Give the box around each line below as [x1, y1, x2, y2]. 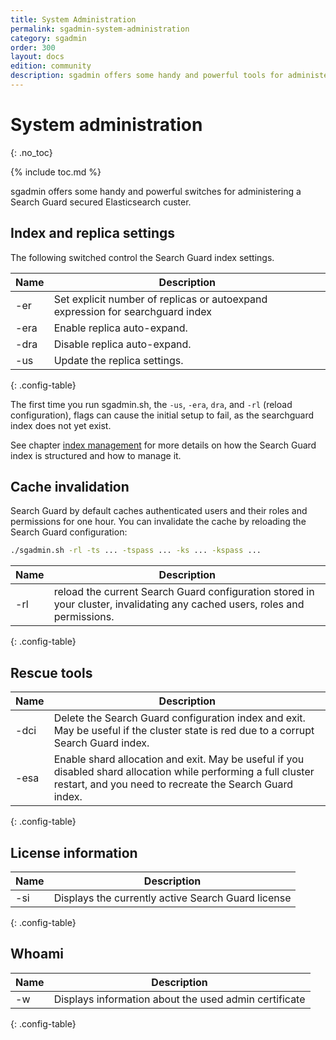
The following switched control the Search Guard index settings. [10, 251, 275, 263]
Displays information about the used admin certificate [53, 992, 306, 1006]
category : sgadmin [10, 33, 87, 43]
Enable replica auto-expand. [53, 321, 188, 335]
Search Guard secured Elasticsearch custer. [10, 196, 192, 208]
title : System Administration [10, 14, 137, 25]
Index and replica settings [10, 225, 176, 242]
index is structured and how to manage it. [10, 449, 182, 461]
